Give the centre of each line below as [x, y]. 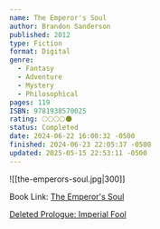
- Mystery [36, 85]
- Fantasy [36, 69]
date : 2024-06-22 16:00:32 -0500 [72, 136]
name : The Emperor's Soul [58, 18]
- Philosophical [48, 94]
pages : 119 [30, 102]
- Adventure [40, 77]
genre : [22, 60]
